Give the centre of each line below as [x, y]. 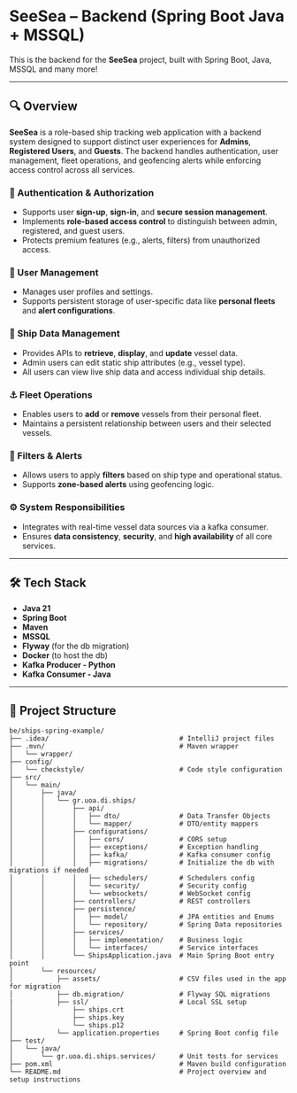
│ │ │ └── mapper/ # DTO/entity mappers [134, 824]
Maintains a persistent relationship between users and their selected [146, 423]
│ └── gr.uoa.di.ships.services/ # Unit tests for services [144, 1057]
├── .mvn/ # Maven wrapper [124, 747]
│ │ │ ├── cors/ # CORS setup [118, 840]
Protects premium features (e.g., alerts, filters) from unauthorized [141, 240]
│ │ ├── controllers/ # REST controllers [130, 902]
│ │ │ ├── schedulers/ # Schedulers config [132, 879]
